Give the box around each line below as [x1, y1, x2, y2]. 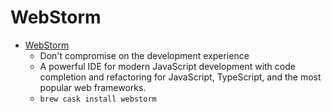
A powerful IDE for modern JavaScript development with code [39, 60, 296, 72]
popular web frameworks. [39, 81, 147, 93]
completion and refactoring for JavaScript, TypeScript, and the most [39, 71, 322, 83]
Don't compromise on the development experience [39, 49, 250, 61]
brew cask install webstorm [39, 94, 157, 104]
